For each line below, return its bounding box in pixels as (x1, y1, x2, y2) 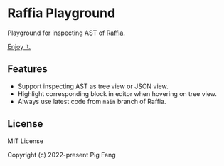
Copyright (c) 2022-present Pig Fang (7, 150, 116, 159)
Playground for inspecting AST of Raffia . (7, 28, 126, 37)
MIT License (7, 137, 44, 145)
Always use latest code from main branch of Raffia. (17, 97, 166, 105)
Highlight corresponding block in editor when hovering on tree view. (17, 89, 217, 98)
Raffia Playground (7, 5, 116, 21)
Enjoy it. (7, 42, 31, 51)
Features (7, 63, 48, 76)
